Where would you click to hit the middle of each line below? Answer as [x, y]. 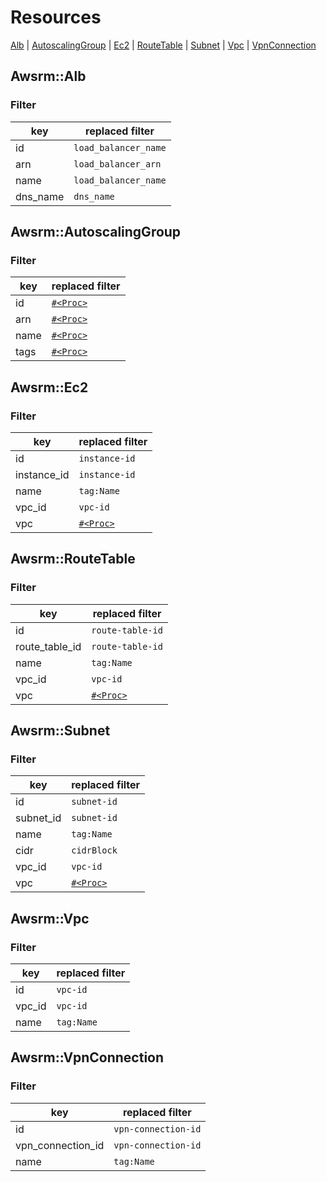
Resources [56, 17]
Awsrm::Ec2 [49, 387]
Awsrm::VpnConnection [87, 1057]
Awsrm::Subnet [60, 731]
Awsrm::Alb [48, 76]
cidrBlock [94, 850]
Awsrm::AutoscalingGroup [96, 232]
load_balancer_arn [117, 164]
